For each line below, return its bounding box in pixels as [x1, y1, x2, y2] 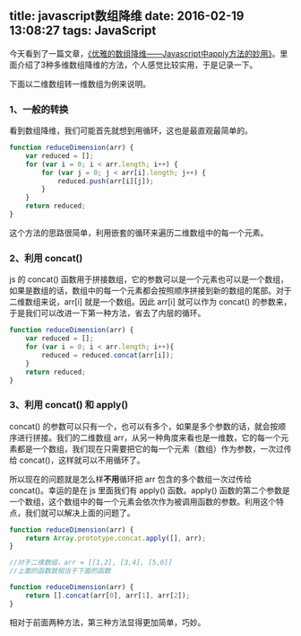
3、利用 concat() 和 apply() [9, 399, 128, 411]
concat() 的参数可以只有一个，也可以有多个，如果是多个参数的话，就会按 [9, 420, 279, 431]
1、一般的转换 [9, 102, 69, 115]
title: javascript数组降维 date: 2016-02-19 [9, 8, 245, 24]
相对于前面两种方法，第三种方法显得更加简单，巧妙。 [9, 616, 206, 627]
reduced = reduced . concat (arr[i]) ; [41, 350, 175, 359]
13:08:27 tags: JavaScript [9, 23, 157, 39]
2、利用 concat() [9, 252, 83, 264]
